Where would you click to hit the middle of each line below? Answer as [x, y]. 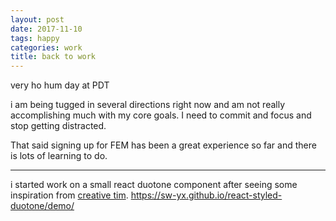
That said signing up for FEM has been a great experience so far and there [163, 145]
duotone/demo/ [42, 206]
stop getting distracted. [58, 126]
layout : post [37, 19]
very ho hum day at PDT [60, 85]
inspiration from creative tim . [69, 195]
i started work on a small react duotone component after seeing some [154, 185]
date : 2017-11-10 [46, 29]
